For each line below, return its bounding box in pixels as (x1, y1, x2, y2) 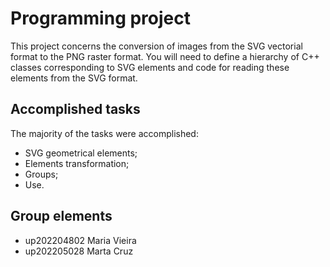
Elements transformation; (24, 157, 130, 169)
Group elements (10, 208, 113, 225)
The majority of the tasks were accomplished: (10, 127, 199, 139)
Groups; (24, 168, 59, 180)
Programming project (10, 7, 191, 30)
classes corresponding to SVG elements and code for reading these (10, 61, 290, 73)
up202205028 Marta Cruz (24, 245, 134, 257)
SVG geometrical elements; (24, 147, 138, 159)
